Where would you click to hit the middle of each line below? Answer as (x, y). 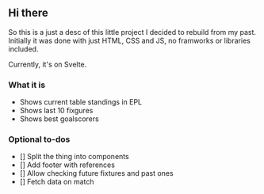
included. (23, 49)
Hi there (29, 13)
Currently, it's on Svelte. (48, 64)
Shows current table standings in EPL (81, 102)
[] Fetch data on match (57, 182)
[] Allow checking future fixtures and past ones (96, 173)
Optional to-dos (39, 139)
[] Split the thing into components (74, 157)
